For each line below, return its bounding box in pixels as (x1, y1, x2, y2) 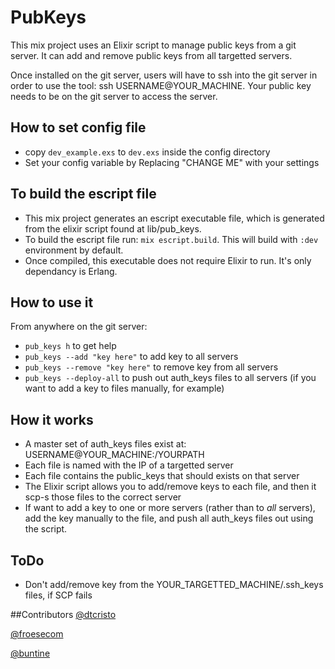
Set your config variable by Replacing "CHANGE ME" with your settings (24, 156, 320, 168)
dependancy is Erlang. (24, 265, 118, 277)
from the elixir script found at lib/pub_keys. (24, 222, 202, 235)
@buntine (10, 647, 51, 659)
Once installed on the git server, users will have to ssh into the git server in (10, 69, 318, 81)
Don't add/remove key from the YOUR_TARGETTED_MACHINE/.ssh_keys (24, 579, 324, 590)
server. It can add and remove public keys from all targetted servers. (10, 49, 293, 61)
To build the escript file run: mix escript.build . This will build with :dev (24, 233, 319, 245)
